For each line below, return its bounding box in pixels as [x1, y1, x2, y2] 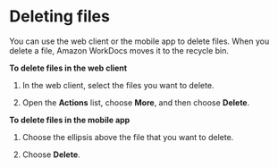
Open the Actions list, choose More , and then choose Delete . [21, 96, 250, 108]
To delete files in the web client [9, 63, 128, 73]
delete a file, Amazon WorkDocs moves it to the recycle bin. [9, 45, 230, 55]
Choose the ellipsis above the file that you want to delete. [21, 131, 234, 142]
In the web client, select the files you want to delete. [21, 79, 215, 90]
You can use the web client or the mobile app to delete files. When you [9, 36, 270, 46]
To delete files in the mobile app [9, 114, 131, 125]
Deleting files [9, 6, 110, 27]
